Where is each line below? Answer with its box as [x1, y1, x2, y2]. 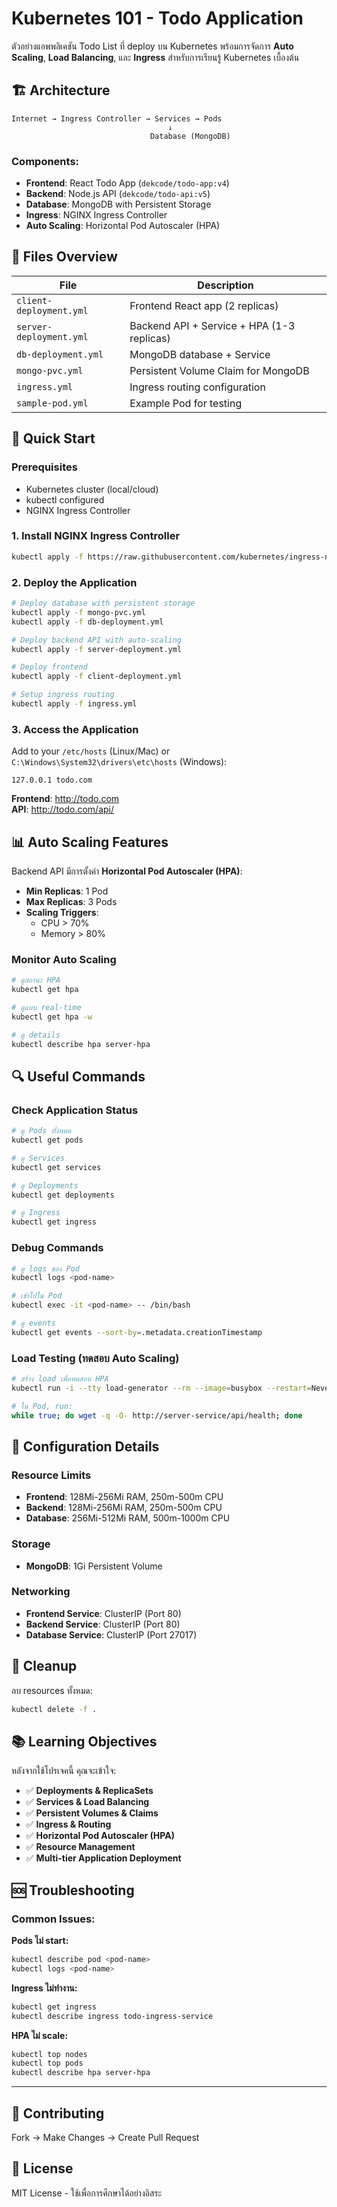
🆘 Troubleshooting [11, 1882, 135, 1899]
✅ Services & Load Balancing [25, 1796, 150, 1808]
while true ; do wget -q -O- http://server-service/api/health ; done [11, 1410, 303, 1421]
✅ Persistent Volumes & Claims [25, 1807, 159, 1819]
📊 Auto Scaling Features [11, 833, 169, 851]
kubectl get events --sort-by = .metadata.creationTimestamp [11, 1327, 263, 1337]
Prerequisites [11, 460, 78, 474]
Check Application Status [11, 1103, 139, 1117]
